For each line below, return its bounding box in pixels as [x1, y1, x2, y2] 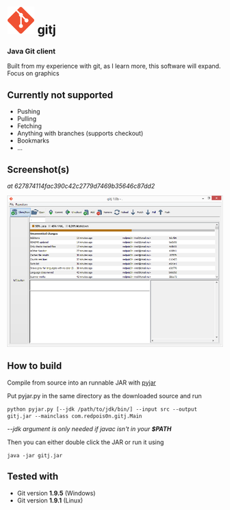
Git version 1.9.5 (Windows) [16, 489, 96, 497]
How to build [7, 360, 62, 372]
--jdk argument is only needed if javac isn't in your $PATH [7, 424, 172, 433]
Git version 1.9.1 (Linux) [16, 496, 84, 505]
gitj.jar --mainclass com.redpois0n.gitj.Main [7, 413, 142, 420]
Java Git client [7, 47, 56, 56]
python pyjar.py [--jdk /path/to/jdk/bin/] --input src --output [7, 406, 197, 413]
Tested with [7, 471, 59, 483]
